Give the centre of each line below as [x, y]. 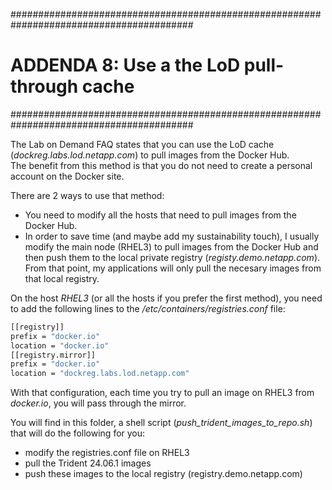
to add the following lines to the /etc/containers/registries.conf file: [148, 308]
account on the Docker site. [67, 176]
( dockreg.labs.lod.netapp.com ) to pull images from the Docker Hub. [150, 155]
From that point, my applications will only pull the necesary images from [173, 268]
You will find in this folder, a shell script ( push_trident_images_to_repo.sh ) [161, 423]
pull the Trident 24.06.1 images [88, 463]
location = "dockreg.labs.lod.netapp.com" [100, 374]
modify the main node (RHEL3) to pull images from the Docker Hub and [171, 246]
